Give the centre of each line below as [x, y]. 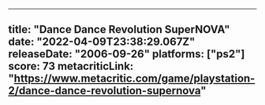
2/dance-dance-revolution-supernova [105, 91]
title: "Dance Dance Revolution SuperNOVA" [119, 29]
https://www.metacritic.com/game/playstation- [134, 79]
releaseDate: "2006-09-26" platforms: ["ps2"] [127, 54]
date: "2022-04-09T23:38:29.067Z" [102, 42]
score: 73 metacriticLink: [71, 66]
